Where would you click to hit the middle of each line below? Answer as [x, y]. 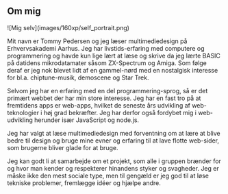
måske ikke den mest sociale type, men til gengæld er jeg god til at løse [108, 175]
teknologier [23, 112]
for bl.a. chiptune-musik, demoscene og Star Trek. [78, 77]
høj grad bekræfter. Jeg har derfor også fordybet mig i [120, 112]
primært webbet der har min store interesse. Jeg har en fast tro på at [104, 98]
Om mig [24, 11]
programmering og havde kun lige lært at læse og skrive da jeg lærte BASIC [114, 56]
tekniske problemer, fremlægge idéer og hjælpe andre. [84, 183]
